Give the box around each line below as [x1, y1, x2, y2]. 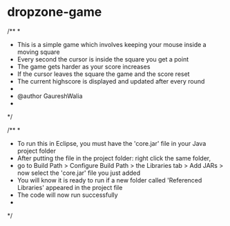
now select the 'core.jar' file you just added [17, 169, 141, 177]
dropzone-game [7, 4, 102, 20]
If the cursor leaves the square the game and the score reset [17, 70, 190, 78]
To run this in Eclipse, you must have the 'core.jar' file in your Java [17, 139, 207, 147]
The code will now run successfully [17, 191, 119, 199]
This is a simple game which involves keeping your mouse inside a [17, 40, 207, 48]
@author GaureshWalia [17, 91, 83, 100]
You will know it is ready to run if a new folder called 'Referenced [17, 176, 202, 184]
